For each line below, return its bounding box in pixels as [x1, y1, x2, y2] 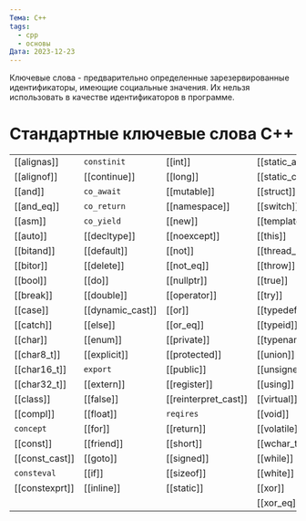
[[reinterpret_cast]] [165, 393, 249, 406]
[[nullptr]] [165, 275, 208, 287]
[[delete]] [83, 259, 125, 272]
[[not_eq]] [165, 259, 209, 272]
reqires [165, 409, 199, 420]
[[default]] [83, 245, 128, 257]
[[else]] [83, 318, 117, 331]
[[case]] [14, 304, 50, 317]
